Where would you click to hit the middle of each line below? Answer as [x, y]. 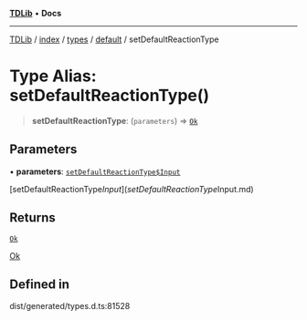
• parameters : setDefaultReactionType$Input [95, 171]
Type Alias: [53, 76]
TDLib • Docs [36, 13]
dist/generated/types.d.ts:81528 [70, 306]
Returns [33, 218]
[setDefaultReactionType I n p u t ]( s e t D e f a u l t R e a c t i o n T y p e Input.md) [132, 189]
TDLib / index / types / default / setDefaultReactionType [114, 39]
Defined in [40, 284]
